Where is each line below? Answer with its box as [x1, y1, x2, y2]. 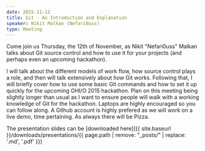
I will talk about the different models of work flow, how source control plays [6, 68, 196, 75]
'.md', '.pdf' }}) [6, 138, 43, 145]
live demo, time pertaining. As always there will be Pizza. [6, 113, 150, 120]
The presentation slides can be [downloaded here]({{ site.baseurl [6, 125, 171, 132]
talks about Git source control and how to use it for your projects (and [6, 50, 182, 57]
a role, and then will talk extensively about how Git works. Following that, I [6, 74, 193, 81]
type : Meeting [6, 26, 43, 32]
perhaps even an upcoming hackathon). [6, 56, 107, 63]
